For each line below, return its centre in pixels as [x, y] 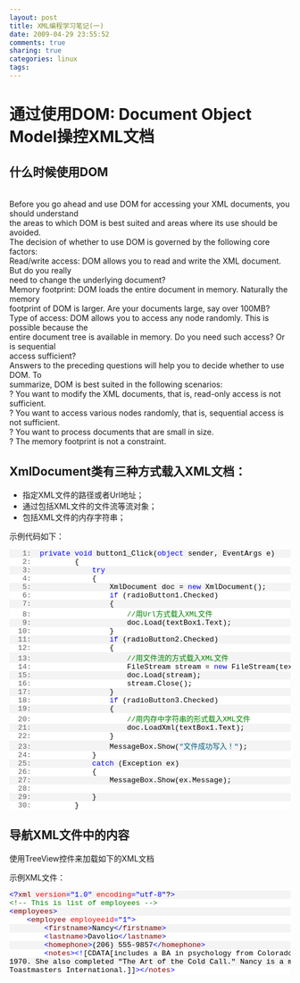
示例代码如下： [37, 536]
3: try [63, 570]
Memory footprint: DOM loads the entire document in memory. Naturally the [149, 289]
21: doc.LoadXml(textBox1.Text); [131, 728]
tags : [19, 68]
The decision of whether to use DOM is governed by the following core [140, 241]
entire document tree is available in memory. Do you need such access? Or [147, 337]
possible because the [49, 327]
